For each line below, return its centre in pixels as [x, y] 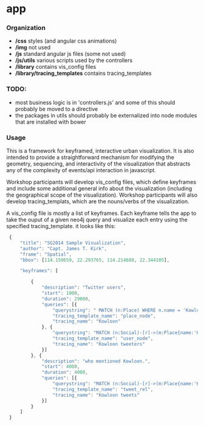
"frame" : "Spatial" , [46, 254]
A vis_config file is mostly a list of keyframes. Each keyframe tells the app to [101, 213]
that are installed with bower [51, 122]
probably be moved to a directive [56, 109]
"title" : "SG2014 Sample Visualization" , [73, 243]
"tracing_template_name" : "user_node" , [103, 339]
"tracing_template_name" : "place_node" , [104, 316]
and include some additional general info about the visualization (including [99, 189]
